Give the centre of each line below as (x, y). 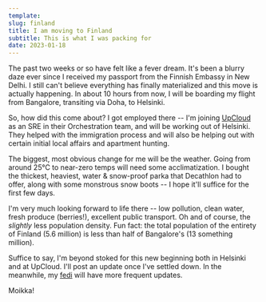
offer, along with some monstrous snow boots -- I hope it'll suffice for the (129, 184)
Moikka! (21, 291)
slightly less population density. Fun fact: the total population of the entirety (133, 226)
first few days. (32, 193)
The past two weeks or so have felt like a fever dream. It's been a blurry (127, 68)
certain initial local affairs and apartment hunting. (89, 143)
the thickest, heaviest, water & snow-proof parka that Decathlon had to (125, 176)
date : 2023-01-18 (37, 46)
